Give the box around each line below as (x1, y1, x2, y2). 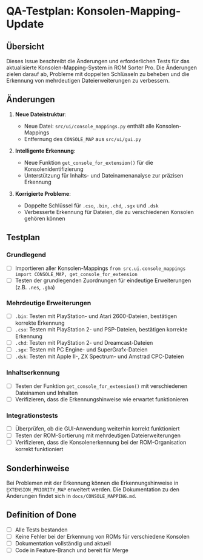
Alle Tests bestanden (15, 526, 68, 533)
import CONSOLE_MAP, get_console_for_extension (15, 271, 138, 277)
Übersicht (6, 41, 45, 52)
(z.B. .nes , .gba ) (15, 283, 56, 291)
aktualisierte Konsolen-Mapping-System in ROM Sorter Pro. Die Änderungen (6, 64, 197, 71)
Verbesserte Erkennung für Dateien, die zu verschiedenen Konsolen (24, 208, 194, 215)
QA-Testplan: (6, 4, 75, 18)
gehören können (24, 215, 65, 222)
